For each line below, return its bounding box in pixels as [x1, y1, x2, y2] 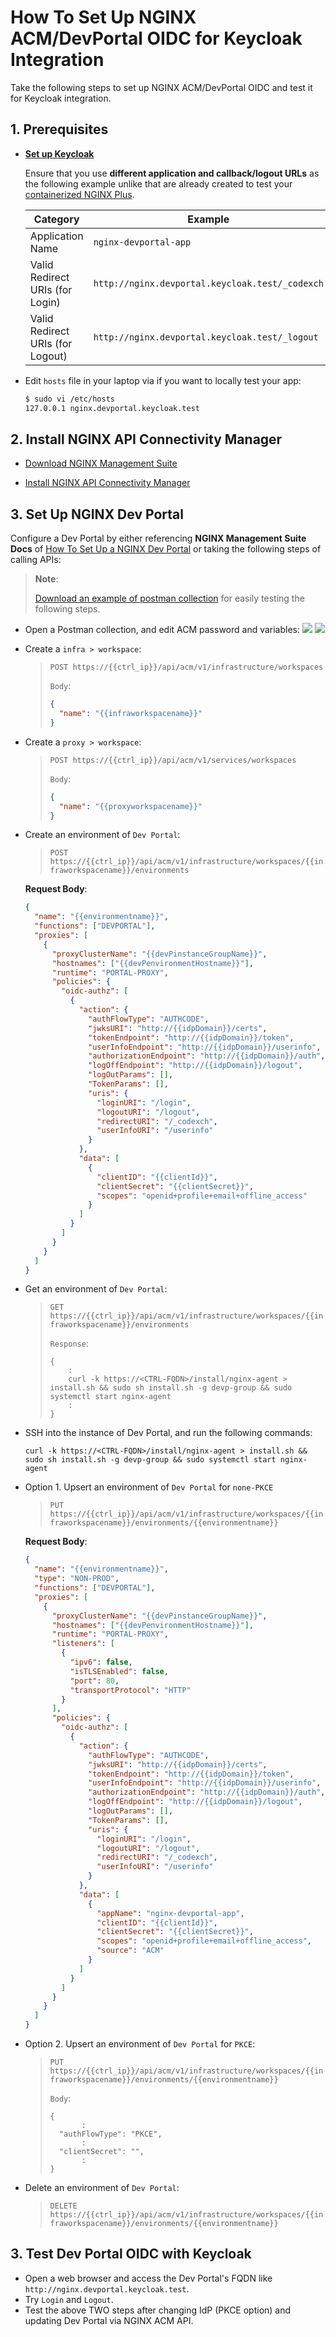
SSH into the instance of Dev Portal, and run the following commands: [24, 1427, 313, 1439]
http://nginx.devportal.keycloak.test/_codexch [93, 277, 324, 289]
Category [33, 212, 80, 226]
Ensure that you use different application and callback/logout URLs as [24, 167, 320, 179]
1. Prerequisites [10, 121, 109, 138]
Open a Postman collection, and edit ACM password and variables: [24, 624, 301, 636]
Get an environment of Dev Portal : [24, 1283, 168, 1295]
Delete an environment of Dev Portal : [24, 2182, 180, 2193]
